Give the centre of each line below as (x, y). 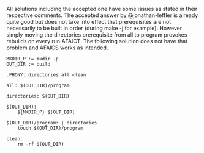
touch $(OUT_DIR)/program (51, 128)
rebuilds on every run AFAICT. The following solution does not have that (97, 41)
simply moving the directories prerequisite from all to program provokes (97, 35)
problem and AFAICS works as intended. (57, 48)
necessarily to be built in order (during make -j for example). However (94, 28)
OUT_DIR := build (28, 64)
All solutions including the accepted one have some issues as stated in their (102, 9)
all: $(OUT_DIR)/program (38, 85)
